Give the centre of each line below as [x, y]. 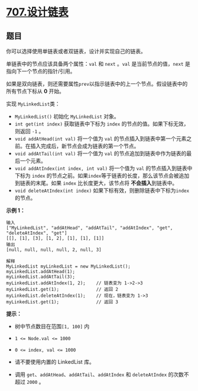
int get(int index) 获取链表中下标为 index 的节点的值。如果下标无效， [102, 124]
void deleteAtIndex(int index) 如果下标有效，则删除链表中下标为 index [102, 190]
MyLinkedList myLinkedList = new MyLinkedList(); [69, 267]
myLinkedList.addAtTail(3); [41, 277]
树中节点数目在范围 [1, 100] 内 [52, 326]
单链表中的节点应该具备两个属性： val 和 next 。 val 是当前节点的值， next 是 [98, 64]
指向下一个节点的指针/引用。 [41, 71]
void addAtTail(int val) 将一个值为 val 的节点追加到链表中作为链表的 [100, 153]
